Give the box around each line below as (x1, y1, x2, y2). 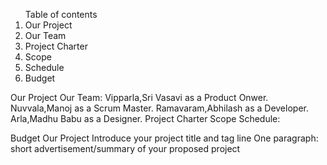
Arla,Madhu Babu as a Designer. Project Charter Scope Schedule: (10, 113, 281, 124)
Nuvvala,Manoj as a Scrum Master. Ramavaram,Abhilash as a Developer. (10, 102, 309, 114)
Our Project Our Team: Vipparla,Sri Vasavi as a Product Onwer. (10, 92, 269, 103)
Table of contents (24, 9, 98, 20)
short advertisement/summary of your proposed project (10, 143, 241, 154)
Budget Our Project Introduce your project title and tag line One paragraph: (10, 132, 319, 144)
